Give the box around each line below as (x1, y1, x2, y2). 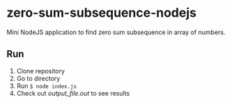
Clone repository (16, 66, 65, 75)
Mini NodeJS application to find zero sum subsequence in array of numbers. (6, 28, 226, 36)
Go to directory (16, 74, 61, 82)
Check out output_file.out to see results (16, 89, 130, 97)
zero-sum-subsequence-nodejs (6, 5, 196, 21)
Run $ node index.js (16, 82, 77, 90)
